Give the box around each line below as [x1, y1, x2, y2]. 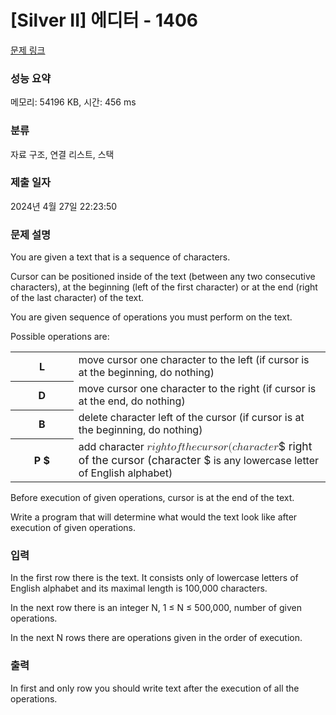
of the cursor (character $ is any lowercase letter [78, 453, 320, 468]
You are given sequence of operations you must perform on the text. [10, 311, 293, 323]
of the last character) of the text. [10, 292, 145, 304]
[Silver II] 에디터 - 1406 [10, 9, 198, 32]
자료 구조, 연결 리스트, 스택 [10, 148, 115, 160]
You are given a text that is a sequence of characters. [10, 251, 231, 263]
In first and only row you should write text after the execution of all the [10, 682, 300, 694]
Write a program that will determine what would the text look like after [10, 511, 298, 523]
